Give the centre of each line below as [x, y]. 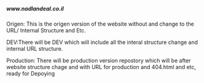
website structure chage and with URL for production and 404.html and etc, [101, 67]
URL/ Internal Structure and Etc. [46, 30]
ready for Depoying [31, 73]
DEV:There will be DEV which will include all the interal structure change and [102, 42]
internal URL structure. [35, 48]
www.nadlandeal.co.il [35, 9]
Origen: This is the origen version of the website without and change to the [100, 24]
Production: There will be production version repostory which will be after [99, 60]
